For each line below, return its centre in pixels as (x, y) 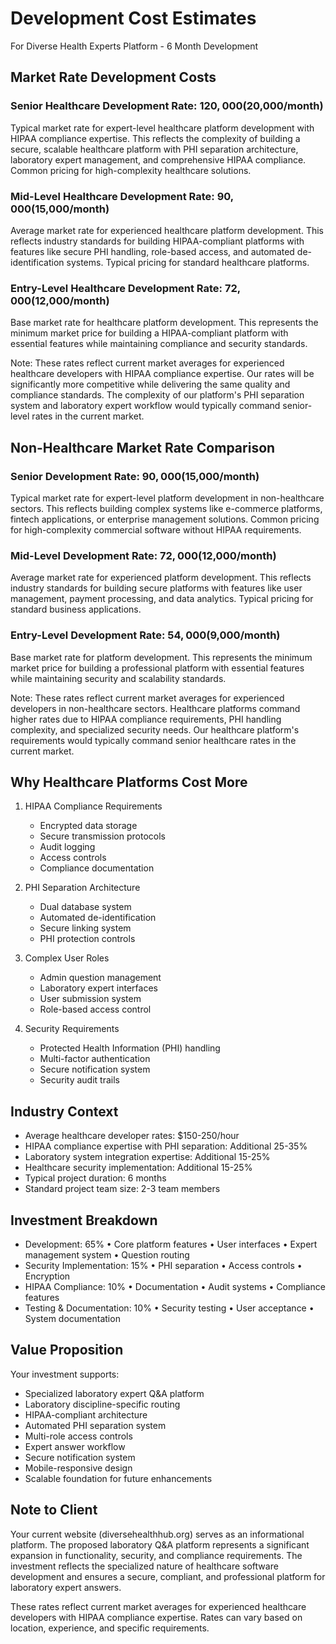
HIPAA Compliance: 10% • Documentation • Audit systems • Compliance (175, 1286)
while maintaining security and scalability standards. (118, 678)
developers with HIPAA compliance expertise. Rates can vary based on (156, 1617)
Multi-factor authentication (95, 1059)
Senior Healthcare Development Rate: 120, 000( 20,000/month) (167, 106)
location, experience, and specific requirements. (110, 1628)
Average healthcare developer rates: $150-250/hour (132, 1136)
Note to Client (54, 1510)
